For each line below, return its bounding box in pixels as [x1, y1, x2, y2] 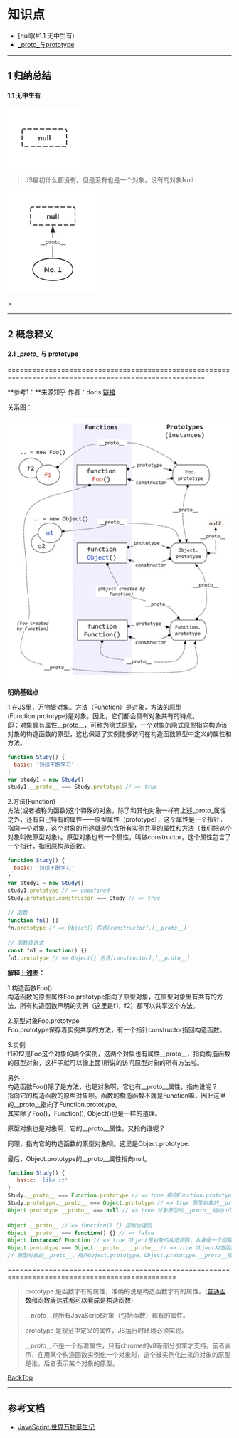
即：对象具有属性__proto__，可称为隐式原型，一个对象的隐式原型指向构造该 [7, 720, 228, 729]
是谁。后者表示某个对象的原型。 [24, 1359, 119, 1368]
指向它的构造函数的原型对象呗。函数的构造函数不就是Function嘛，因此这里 [7, 1091, 226, 1100]
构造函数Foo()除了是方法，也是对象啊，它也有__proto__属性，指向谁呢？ [7, 1082, 218, 1091]
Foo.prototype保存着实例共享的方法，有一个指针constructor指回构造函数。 [7, 1025, 226, 1034]
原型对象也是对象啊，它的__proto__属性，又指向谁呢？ [7, 1124, 166, 1133]
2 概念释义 [7, 328, 53, 340]
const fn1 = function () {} [7, 947, 87, 954]
